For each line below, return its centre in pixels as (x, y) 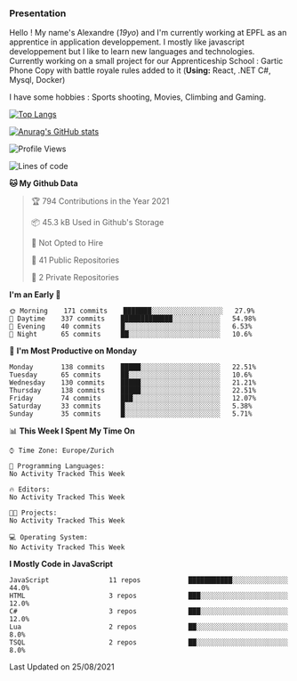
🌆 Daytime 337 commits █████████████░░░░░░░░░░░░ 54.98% (132, 319)
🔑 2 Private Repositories (75, 278)
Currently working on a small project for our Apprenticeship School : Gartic (146, 61)
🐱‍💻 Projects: (33, 513)
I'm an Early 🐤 (35, 295)
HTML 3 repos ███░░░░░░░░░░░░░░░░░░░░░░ (149, 596)
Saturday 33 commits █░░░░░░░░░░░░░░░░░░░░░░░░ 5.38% (131, 406)
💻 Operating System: (49, 538)
